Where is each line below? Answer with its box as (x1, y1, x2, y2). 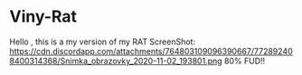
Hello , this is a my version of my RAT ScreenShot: (9, 36, 196, 47)
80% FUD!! (224, 55, 266, 66)
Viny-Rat (9, 6, 78, 27)
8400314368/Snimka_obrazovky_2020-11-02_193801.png (9, 55, 223, 66)
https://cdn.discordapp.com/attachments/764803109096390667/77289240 (9, 45, 293, 56)
